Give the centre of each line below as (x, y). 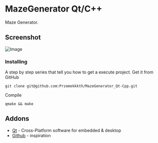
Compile (13, 95)
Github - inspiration (31, 135)
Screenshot (23, 37)
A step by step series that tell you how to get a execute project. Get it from (79, 72)
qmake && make (19, 104)
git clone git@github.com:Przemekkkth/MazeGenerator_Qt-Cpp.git (71, 86)
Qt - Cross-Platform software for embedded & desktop (66, 130)
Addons (17, 119)
